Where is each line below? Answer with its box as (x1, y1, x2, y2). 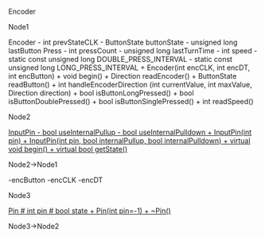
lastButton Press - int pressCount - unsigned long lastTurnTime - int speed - (8, 46, 258, 55)
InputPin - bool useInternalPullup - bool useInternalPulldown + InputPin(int (8, 127, 252, 137)
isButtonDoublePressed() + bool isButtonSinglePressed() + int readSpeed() (8, 97, 254, 106)
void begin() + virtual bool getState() (8, 145, 128, 153)
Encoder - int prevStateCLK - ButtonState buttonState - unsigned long (8, 37, 238, 47)
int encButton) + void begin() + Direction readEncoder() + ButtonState (8, 72, 237, 80)
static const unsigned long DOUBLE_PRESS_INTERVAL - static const (8, 55, 233, 64)
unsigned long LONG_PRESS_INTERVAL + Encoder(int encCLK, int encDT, (8, 63, 251, 72)
